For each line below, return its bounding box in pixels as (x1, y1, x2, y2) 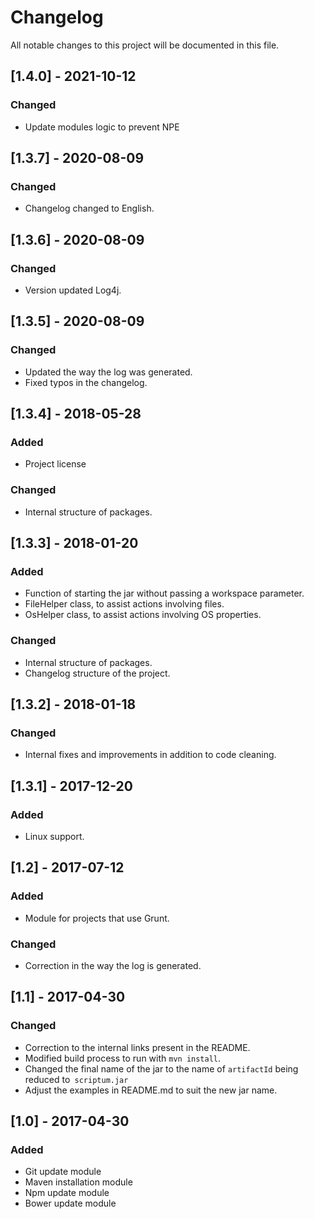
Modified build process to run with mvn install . (24, 1052, 222, 1064)
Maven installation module (24, 1176, 133, 1188)
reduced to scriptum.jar (24, 1073, 129, 1085)
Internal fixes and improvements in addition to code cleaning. (24, 749, 277, 761)
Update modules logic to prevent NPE (24, 121, 180, 133)
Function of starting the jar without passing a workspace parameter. (24, 587, 305, 600)
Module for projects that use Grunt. (24, 912, 170, 924)
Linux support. (24, 831, 85, 843)
